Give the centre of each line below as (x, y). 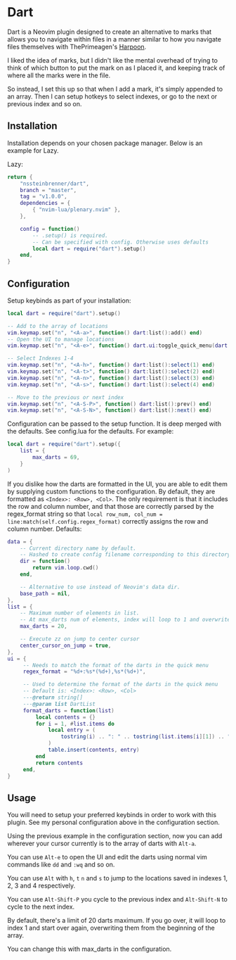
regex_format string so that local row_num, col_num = (85, 514)
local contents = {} (66, 717)
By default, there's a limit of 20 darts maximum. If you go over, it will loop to (117, 921)
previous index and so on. (45, 103)
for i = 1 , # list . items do (75, 724)
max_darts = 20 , (44, 626)
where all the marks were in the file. (59, 75)
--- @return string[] (53, 697)
